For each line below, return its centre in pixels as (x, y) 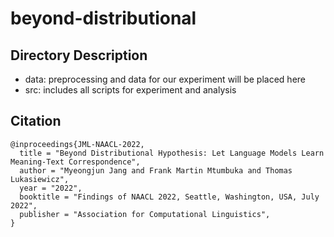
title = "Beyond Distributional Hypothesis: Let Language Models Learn (172, 153)
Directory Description (79, 55)
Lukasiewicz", (40, 179)
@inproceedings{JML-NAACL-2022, (77, 144)
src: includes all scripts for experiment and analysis (130, 90)
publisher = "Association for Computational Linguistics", (145, 214)
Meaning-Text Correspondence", (75, 162)
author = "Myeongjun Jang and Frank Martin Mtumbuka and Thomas (156, 170)
